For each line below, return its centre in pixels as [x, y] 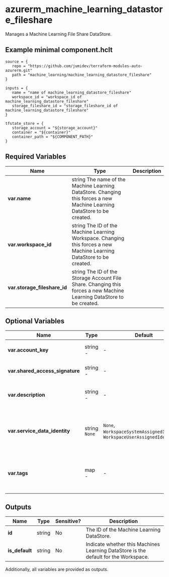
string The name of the [99, 179]
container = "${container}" [41, 132]
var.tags [18, 473]
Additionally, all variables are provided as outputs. [57, 569]
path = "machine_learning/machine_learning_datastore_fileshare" [82, 75]
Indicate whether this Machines [123, 544]
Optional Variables [35, 321]
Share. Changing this [96, 284]
